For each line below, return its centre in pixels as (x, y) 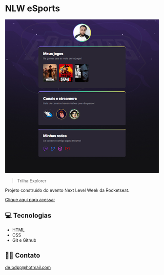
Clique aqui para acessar (30, 199)
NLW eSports (32, 9)
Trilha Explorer (32, 180)
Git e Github (24, 240)
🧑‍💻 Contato (23, 256)
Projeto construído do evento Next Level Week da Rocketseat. (67, 190)
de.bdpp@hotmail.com (28, 267)
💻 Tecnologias (28, 216)
